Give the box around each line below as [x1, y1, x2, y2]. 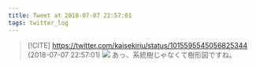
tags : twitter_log [8, 19, 69, 27]
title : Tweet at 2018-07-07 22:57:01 [8, 11, 132, 20]
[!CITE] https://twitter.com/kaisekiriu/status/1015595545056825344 [27, 40, 248, 50]
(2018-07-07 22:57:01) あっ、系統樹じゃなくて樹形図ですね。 [27, 50, 236, 59]
